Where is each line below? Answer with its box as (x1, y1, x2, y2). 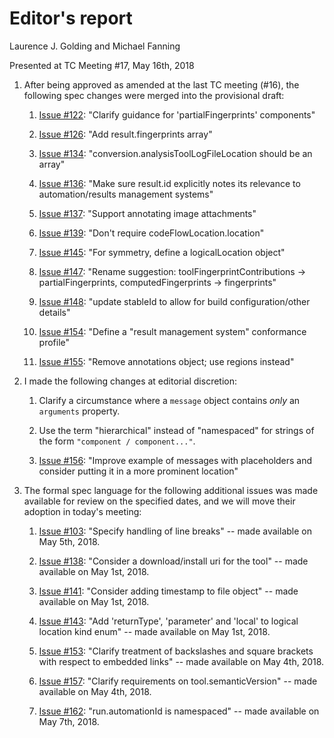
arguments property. (38, 405, 121, 417)
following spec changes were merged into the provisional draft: (23, 89, 285, 101)
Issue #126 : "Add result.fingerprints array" (38, 128, 213, 140)
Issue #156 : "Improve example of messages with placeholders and (38, 454, 313, 466)
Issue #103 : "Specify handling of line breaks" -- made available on (38, 525, 312, 537)
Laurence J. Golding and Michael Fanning (9, 40, 181, 52)
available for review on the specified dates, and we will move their (23, 495, 296, 507)
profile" (38, 336, 71, 348)
